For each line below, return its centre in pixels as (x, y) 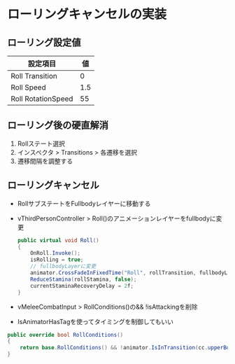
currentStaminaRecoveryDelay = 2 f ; (82, 286)
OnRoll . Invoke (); (55, 253)
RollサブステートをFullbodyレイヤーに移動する (84, 203)
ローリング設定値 (44, 42)
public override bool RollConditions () (65, 335)
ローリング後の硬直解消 (58, 126)
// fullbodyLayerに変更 (63, 267)
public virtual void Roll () (58, 240)
